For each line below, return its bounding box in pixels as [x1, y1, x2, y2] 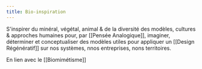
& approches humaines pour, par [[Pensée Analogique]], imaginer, [6, 31, 171, 39]
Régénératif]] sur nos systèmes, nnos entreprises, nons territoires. [6, 44, 172, 52]
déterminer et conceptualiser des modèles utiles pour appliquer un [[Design [6, 38, 195, 45]
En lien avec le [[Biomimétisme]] [6, 56, 86, 63]
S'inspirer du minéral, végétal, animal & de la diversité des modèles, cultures [6, 25, 196, 32]
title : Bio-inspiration [6, 8, 66, 15]
